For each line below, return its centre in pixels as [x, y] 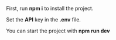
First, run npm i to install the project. [50, 8]
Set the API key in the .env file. [43, 19]
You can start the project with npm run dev [58, 31]
